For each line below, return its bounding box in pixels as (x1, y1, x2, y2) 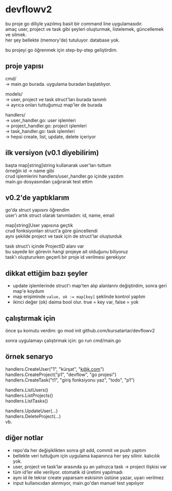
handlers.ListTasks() (5, 398, 48, 404)
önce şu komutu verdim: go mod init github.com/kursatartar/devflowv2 (5, 328, 155, 333)
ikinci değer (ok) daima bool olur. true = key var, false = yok (12, 299, 139, 305)
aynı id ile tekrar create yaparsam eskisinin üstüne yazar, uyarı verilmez (12, 474, 164, 481)
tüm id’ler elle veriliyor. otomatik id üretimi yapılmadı (12, 469, 123, 475)
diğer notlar (5, 433, 44, 442)
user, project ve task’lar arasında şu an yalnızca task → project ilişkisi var (12, 463, 167, 469)
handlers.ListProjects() (5, 392, 53, 399)
